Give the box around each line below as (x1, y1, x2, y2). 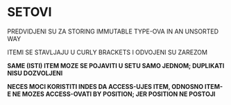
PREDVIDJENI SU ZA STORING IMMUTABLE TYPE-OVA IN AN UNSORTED (7, 27, 219, 35)
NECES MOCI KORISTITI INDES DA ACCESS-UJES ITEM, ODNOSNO (7, 82, 204, 90)
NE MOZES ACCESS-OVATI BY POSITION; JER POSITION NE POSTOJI (12, 90, 216, 98)
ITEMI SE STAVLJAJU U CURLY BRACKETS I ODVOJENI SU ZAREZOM (7, 48, 208, 56)
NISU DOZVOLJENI (7, 69, 63, 77)
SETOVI (7, 4, 52, 20)
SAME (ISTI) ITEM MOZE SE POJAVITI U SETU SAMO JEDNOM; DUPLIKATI (7, 61, 225, 70)
